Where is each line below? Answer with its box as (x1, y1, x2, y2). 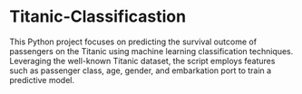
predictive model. (9, 74, 75, 85)
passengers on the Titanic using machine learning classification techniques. (9, 45, 294, 56)
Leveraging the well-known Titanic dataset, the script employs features (9, 55, 276, 66)
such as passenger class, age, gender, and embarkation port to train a (9, 65, 272, 76)
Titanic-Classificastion (9, 6, 187, 27)
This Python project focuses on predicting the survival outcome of (9, 36, 257, 47)
